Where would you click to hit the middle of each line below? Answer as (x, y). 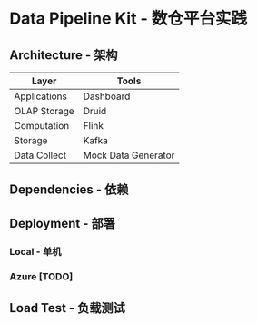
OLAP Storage (44, 111)
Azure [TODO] (41, 276)
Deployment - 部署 (62, 223)
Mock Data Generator (129, 155)
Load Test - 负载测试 (67, 308)
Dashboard (107, 96)
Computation (42, 126)
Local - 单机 (35, 251)
